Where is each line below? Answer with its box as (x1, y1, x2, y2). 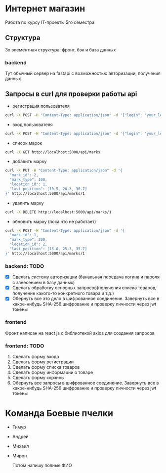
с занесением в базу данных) (12, 280, 75, 286)
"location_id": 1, (9, 182, 48, 187)
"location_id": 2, (9, 242, 48, 247)
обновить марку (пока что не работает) (12, 218, 96, 224)
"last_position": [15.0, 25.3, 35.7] (9, 247, 87, 252)
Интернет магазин (5, 3, 85, 14)
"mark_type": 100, (9, 177, 48, 182)
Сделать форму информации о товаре (12, 369, 93, 375)
